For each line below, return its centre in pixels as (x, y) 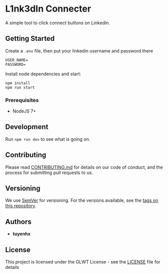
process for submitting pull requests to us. (49, 173)
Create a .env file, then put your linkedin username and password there (79, 50)
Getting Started (30, 39)
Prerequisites (22, 100)
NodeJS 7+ (24, 111)
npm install (18, 83)
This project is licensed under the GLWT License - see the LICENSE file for (83, 262)
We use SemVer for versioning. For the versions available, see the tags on (82, 200)
